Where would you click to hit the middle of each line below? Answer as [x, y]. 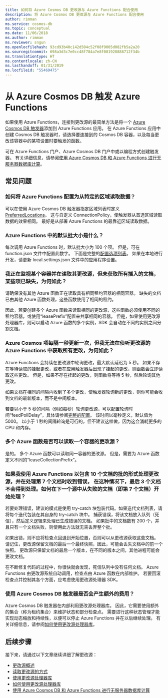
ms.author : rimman [24, 38]
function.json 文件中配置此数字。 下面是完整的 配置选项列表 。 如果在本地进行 [84, 253]
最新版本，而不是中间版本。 [51, 398]
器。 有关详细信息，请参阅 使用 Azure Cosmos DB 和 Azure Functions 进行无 [83, 158]
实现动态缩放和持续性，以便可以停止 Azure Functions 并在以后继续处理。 [80, 618]
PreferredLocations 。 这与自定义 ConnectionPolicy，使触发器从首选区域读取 [84, 215]
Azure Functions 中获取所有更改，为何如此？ [59, 351]
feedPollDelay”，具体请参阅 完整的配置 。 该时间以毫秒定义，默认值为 [82, 415]
